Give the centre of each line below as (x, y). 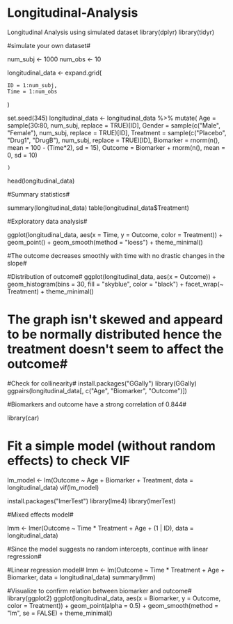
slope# (17, 263)
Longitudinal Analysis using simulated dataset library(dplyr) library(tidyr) (111, 32)
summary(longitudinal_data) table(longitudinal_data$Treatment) (98, 208)
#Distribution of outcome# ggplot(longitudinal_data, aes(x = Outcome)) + (112, 276)
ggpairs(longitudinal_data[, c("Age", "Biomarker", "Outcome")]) (97, 390)
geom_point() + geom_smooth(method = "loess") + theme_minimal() (105, 242)
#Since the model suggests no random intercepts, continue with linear (108, 549)
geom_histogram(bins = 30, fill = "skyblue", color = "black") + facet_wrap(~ (115, 284)
